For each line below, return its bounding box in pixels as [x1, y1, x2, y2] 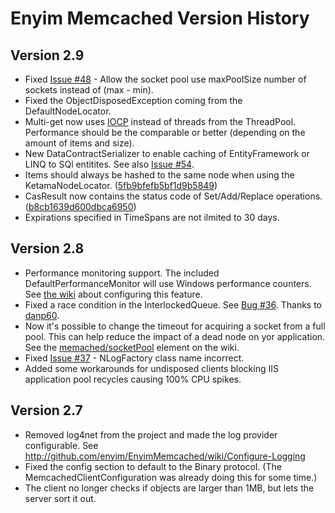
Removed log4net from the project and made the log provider [24, 428, 278, 441]
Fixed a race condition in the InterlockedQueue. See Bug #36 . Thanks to [24, 298, 323, 311]
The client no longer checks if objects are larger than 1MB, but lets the [24, 482, 315, 494]
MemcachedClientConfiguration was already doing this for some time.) [24, 471, 318, 483]
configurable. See [24, 439, 99, 451]
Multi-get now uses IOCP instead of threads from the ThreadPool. [24, 116, 297, 127]
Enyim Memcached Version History [10, 7, 310, 30]
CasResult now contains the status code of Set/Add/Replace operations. [24, 190, 323, 202]
